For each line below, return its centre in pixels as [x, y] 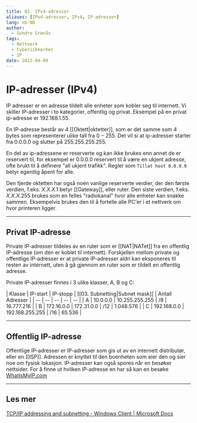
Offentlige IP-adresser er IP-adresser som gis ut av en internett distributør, [96, 351]
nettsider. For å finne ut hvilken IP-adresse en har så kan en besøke [87, 369]
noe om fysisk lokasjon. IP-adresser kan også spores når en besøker [89, 363]
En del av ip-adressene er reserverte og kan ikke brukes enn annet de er [94, 153]
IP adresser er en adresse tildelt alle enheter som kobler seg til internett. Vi [96, 105]
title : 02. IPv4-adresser [38, 11]
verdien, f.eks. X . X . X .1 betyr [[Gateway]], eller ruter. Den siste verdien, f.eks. [98, 190]
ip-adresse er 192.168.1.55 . [38, 118]
